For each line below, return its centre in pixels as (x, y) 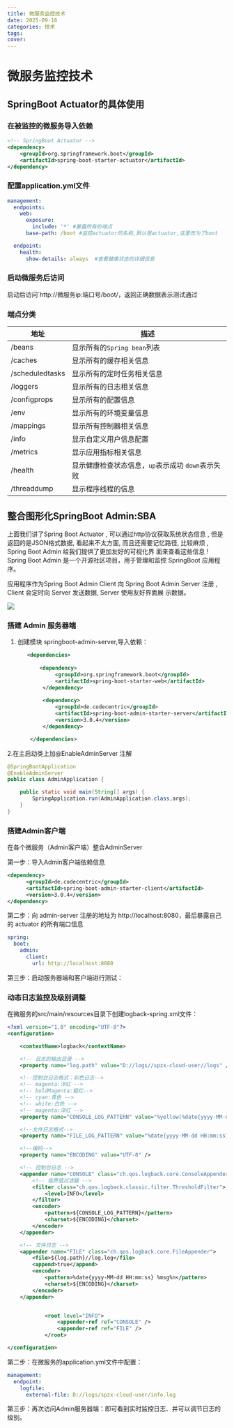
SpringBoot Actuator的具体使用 (76, 104)
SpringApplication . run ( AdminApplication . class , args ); (112, 799)
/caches (24, 360)
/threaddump (32, 489)
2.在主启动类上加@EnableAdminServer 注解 (70, 753)
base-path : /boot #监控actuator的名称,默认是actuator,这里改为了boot (122, 233)
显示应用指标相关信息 (107, 452)
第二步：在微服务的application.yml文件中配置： (75, 1362)
